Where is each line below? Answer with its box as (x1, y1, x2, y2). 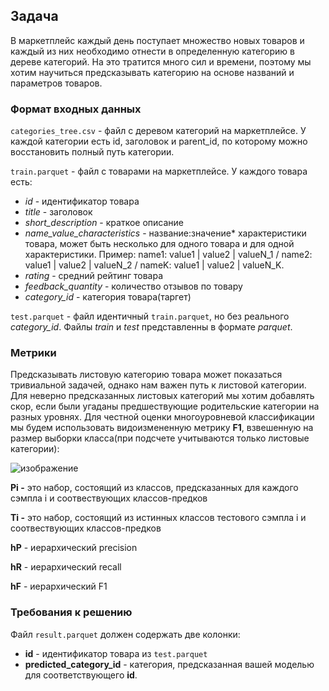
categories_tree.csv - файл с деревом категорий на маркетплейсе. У (10, 125, 307, 137)
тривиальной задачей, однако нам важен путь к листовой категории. (10, 379, 307, 391)
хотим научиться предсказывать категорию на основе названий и (10, 66, 295, 78)
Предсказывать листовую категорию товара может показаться (10, 369, 283, 381)
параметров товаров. (10, 77, 103, 89)
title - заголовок (24, 206, 93, 218)
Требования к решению (10, 605, 133, 619)
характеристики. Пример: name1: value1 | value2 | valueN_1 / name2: (24, 249, 313, 261)
